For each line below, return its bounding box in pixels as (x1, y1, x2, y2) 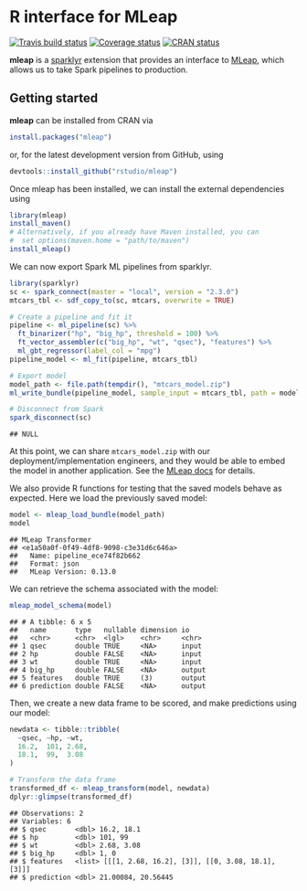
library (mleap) (9, 210, 68, 220)
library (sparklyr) (9, 279, 79, 288)
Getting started (9, 90, 99, 106)
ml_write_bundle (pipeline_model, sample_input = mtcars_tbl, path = (9, 388, 276, 398)
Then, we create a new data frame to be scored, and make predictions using (9, 697, 297, 708)
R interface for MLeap (9, 6, 178, 27)
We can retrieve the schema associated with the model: (9, 583, 219, 594)
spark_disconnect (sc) (9, 413, 92, 422)
